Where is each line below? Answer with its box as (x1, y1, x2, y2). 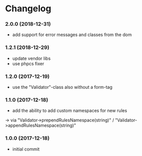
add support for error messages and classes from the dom (12, 32, 132, 38)
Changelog (5, 3, 51, 14)
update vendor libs (12, 55, 51, 61)
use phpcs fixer (12, 60, 45, 67)
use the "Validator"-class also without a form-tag (12, 84, 113, 90)
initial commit (12, 146, 40, 152)
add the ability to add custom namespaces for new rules (12, 108, 127, 114)
